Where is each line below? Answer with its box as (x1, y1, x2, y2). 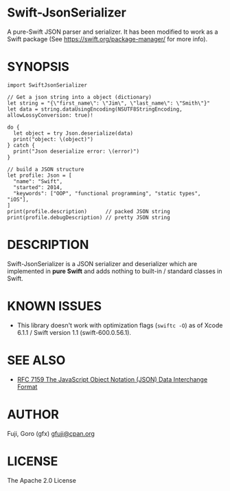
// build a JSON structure (7, 166, 84, 173)
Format (16, 382, 38, 391)
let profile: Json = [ (7, 172, 72, 179)
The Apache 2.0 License (7, 476, 77, 484)
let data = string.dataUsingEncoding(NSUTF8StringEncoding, (7, 105, 183, 113)
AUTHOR (7, 406, 60, 422)
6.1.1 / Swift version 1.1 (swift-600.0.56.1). (16, 328, 132, 336)
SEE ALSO (7, 352, 66, 368)
